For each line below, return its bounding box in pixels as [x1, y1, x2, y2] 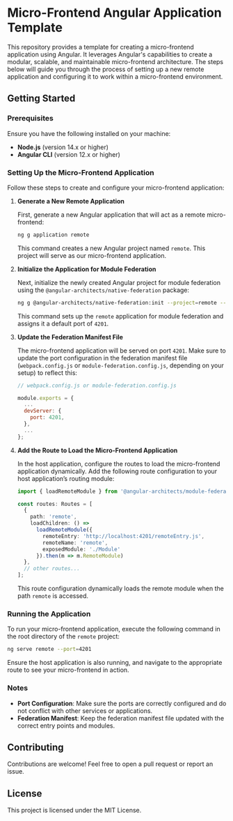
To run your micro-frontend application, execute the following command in [7, 625, 220, 634]
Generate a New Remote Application [17, 197, 125, 205]
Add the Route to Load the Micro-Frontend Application [17, 446, 178, 454]
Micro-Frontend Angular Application [7, 5, 222, 21]
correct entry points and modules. [17, 721, 115, 730]
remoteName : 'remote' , [42, 539, 109, 546]
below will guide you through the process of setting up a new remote [7, 65, 204, 73]
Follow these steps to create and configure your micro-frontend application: [7, 183, 225, 192]
